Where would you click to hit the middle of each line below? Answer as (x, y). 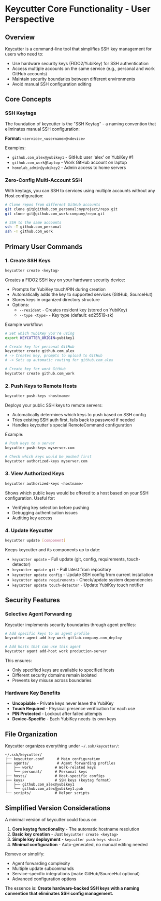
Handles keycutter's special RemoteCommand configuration (72, 425)
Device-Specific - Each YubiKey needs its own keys (64, 719)
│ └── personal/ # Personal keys (46, 772)
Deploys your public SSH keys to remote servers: (54, 405)
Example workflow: (24, 324)
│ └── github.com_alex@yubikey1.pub (44, 789)
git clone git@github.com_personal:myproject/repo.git (61, 209)
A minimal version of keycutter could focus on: (51, 819)
